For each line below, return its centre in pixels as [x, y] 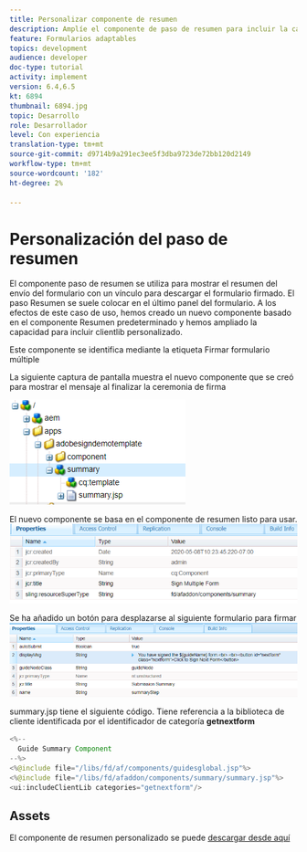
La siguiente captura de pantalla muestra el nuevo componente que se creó [152, 377]
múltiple [25, 360]
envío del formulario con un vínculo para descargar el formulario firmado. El [152, 293]
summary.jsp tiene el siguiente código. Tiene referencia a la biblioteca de [147, 711]
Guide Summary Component [65, 749]
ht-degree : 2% [37, 183]
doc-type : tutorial [47, 68]
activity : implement [49, 78]
